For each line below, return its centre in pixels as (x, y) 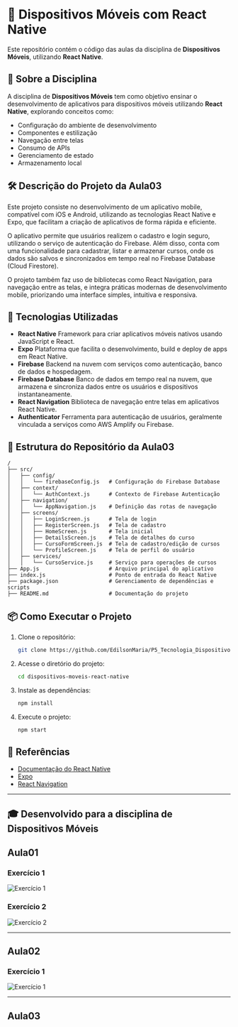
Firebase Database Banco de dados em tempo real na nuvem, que (115, 379)
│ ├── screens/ (33, 513)
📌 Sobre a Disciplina (52, 79)
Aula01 (23, 853)
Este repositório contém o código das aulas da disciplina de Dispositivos (114, 49)
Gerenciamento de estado (56, 155)
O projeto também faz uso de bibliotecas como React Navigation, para (110, 279)
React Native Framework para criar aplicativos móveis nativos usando (120, 334)
